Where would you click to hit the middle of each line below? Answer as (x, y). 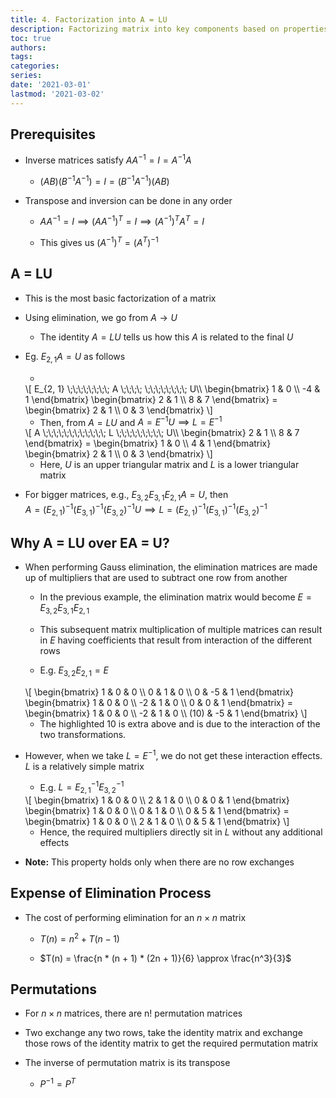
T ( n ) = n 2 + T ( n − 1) (79, 938)
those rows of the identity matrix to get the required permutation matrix (171, 1043)
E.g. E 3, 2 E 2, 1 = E (74, 671)
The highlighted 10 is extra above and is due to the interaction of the (180, 723)
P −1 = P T (58, 1083)
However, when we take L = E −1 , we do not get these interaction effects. (173, 754)
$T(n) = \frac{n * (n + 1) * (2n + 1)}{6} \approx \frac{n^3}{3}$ (165, 958)
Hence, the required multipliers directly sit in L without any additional (181, 832)
